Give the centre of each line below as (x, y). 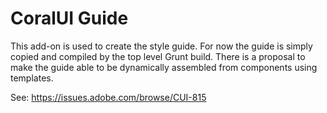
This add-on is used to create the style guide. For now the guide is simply (161, 46)
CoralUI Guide (69, 18)
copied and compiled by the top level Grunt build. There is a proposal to (158, 56)
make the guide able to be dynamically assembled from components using (164, 67)
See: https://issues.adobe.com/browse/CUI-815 (108, 97)
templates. (32, 78)
